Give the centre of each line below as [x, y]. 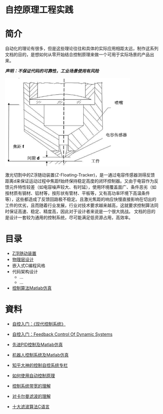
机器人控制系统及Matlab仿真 [40, 355]
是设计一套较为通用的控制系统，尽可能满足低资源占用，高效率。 [69, 217]
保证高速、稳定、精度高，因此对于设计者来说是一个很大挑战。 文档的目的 [82, 212]
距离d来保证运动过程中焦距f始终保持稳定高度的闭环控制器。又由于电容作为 [80, 181]
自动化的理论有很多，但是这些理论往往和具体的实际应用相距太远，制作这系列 [82, 49]
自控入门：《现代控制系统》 [39, 324]
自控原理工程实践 [39, 10]
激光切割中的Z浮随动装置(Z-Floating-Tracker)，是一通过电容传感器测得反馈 [80, 175]
